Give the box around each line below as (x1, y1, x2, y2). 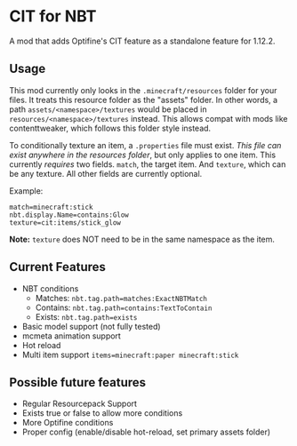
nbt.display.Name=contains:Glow (9, 211, 129, 219)
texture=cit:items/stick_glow (9, 218, 122, 227)
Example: (9, 185, 44, 196)
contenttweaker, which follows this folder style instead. (9, 123, 212, 133)
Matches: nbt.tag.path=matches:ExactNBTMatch (35, 292, 207, 303)
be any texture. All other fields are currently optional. (9, 168, 203, 179)
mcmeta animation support (21, 331, 122, 341)
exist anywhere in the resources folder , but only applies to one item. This (9, 149, 277, 160)
